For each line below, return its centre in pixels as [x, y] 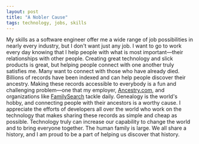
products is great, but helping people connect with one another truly [90, 65]
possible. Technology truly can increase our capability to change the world [98, 122]
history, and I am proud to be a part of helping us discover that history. [93, 134]
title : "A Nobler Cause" [37, 17]
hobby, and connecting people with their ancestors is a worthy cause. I [94, 103]
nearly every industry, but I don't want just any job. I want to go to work [94, 46]
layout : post [22, 12]
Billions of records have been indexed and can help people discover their [96, 77]
